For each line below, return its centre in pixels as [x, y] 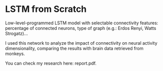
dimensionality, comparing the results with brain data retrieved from [74, 48]
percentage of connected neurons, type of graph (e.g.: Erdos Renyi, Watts [81, 28]
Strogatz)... [17, 33]
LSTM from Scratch [46, 9]
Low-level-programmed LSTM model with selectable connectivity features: [82, 23]
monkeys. [15, 54]
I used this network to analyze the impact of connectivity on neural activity [81, 43]
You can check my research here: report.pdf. [51, 63]
